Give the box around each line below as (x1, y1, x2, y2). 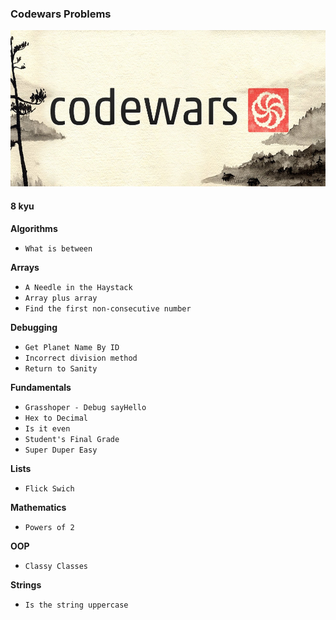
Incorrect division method (24, 353, 138, 363)
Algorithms (10, 222, 58, 234)
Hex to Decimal (24, 413, 89, 423)
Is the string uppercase (24, 600, 129, 610)
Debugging (10, 321, 58, 333)
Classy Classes (24, 561, 89, 571)
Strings (10, 578, 42, 591)
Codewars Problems (10, 7, 112, 21)
